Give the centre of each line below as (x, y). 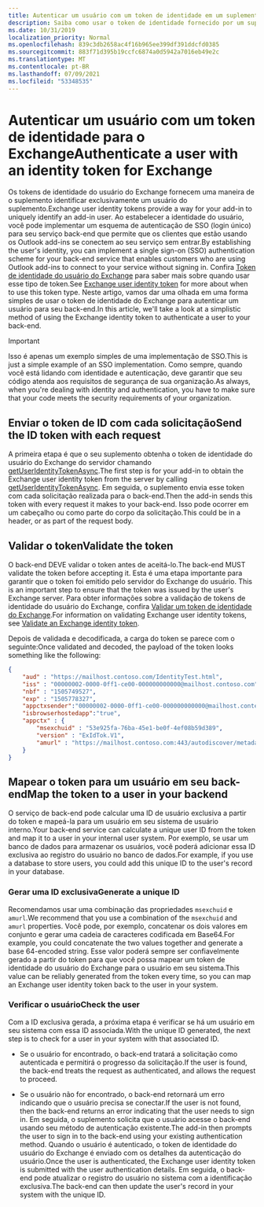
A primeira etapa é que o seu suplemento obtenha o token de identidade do (130, 454)
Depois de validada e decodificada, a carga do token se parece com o (122, 639)
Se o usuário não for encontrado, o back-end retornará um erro (122, 1094)
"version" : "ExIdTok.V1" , (81, 735)
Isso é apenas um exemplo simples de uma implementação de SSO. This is (128, 356)
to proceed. (38, 1079)
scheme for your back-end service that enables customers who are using (127, 259)
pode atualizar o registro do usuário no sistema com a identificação (143, 1178)
